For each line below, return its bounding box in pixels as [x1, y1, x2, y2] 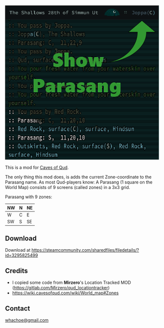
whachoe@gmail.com [5, 317, 49, 323]
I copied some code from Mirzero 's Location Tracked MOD [12, 280, 131, 285]
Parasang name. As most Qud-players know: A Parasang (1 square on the [5, 179, 153, 185]
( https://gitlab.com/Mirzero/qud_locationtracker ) [12, 285, 110, 291]
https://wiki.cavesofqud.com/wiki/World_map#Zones [12, 290, 119, 296]
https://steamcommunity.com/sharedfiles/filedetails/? [31, 247, 139, 253]
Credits [5, 266, 28, 275]
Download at [5, 247, 31, 253]
